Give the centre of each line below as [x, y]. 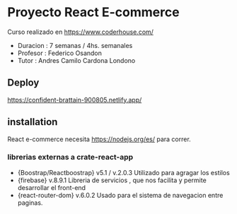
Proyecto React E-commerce [93, 12]
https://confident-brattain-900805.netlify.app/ [75, 100]
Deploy [23, 83]
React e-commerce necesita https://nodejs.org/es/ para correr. [99, 139]
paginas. [30, 203]
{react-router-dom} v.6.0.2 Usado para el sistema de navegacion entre [120, 195]
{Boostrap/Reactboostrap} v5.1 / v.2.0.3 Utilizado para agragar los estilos [123, 172]
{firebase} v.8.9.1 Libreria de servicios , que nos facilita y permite [112, 180]
